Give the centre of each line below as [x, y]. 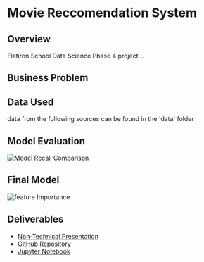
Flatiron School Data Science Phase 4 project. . [76, 56]
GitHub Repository [44, 244]
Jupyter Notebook [44, 251]
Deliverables [36, 219]
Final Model [33, 180]
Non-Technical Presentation [58, 236]
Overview [29, 39]
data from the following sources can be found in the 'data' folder [101, 119]
